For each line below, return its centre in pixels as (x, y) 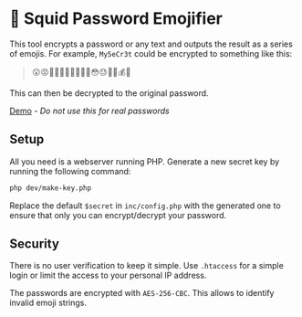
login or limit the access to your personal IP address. (108, 275)
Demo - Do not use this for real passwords (90, 111)
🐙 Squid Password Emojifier (116, 19)
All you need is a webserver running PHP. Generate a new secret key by (145, 161)
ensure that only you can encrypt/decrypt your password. (118, 215)
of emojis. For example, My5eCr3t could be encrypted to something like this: (151, 53)
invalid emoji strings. (48, 303)
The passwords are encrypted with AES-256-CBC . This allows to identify (142, 293)
